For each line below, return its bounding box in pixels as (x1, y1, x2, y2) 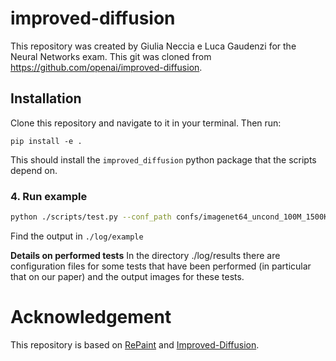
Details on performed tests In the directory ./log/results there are (10, 249, 281, 261)
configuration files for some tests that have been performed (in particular (10, 260, 312, 272)
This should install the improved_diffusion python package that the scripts (10, 153, 317, 166)
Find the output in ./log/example (10, 230, 144, 242)
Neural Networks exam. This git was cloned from (10, 50, 212, 62)
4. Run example (10, 189, 88, 203)
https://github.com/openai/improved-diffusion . (10, 61, 203, 73)
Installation (10, 90, 82, 107)
